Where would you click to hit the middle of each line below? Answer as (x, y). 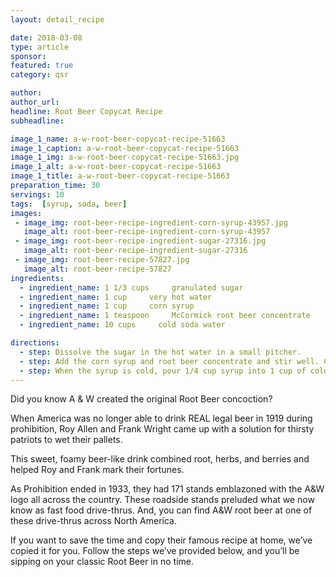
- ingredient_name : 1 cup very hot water (116, 297)
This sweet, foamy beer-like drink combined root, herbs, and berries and (160, 459)
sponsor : (28, 56)
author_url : (35, 102)
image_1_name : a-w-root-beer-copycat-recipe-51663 (118, 139)
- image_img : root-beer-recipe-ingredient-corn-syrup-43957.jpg (151, 222)
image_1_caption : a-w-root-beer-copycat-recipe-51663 (125, 148)
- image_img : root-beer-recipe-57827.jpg (102, 260)
